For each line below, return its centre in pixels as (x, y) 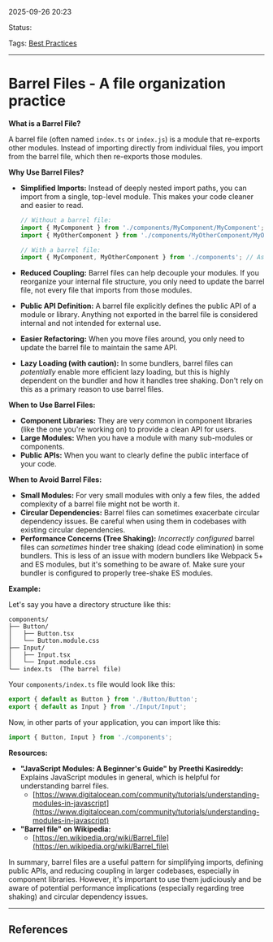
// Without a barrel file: (66, 220)
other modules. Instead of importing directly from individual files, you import (136, 148)
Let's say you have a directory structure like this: (90, 605)
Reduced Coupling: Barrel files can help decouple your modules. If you (140, 273)
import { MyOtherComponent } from (78, 235)
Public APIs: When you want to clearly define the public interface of (134, 455)
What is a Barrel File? (45, 123)
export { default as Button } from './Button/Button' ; (103, 699)
